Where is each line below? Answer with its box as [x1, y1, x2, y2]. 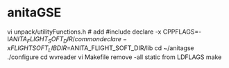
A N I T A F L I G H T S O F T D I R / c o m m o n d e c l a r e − [8, 34, 127, 45]
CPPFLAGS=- [162, 27, 202, 36]
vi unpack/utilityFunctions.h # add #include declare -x [7, 27, 162, 36]
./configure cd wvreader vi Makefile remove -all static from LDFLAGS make [7, 53, 222, 61]
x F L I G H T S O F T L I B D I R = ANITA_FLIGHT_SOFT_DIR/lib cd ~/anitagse [7, 43, 194, 54]
